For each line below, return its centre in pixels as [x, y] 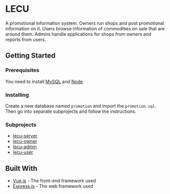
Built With [21, 168]
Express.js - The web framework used [53, 186]
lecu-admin [25, 147]
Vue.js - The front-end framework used [54, 181]
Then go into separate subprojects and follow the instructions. [71, 111]
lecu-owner [25, 141]
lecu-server [25, 136]
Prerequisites [22, 70]
